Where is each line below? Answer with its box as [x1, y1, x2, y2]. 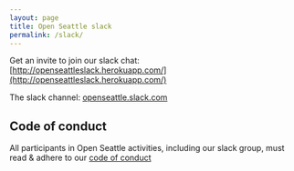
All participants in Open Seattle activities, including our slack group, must [9, 143, 285, 154]
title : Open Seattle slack [9, 22, 112, 31]
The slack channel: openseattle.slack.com [9, 92, 168, 103]
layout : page [9, 13, 59, 23]
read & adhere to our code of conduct [9, 152, 152, 164]
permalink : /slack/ [9, 30, 84, 39]
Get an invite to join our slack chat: [9, 55, 140, 66]
